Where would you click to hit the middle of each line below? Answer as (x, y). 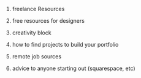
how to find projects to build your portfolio (65, 45)
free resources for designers (48, 21)
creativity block (32, 33)
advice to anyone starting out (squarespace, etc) (74, 68)
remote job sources (37, 57)
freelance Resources (38, 9)
